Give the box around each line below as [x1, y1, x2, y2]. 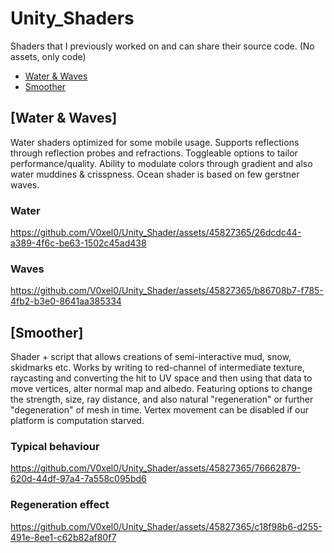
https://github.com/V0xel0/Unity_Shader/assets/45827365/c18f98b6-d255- [10, 520, 323, 532]
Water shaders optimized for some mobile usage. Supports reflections [10, 136, 300, 148]
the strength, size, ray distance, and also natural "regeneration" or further [10, 393, 314, 406]
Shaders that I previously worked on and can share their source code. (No [10, 40, 315, 52]
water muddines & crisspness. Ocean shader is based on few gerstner [10, 168, 300, 180]
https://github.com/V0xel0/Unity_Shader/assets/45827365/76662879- [10, 462, 302, 474]
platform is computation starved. [10, 415, 145, 427]
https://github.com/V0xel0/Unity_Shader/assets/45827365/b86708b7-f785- [10, 285, 324, 297]
